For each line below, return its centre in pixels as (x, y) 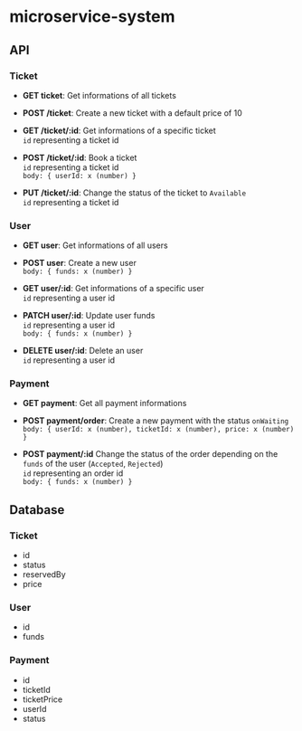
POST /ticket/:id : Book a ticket (80, 157)
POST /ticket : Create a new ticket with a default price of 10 (132, 113)
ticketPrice (42, 699)
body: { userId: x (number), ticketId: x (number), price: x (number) (158, 430)
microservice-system (92, 17)
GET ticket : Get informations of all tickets (99, 95)
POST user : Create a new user (80, 263)
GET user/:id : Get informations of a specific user (113, 289)
